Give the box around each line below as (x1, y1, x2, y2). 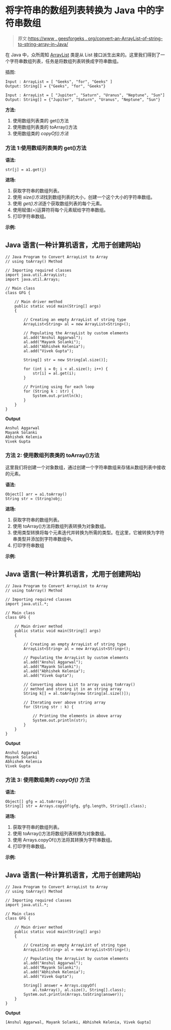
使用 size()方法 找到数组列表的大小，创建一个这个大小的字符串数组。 (12, 194, 155, 200)
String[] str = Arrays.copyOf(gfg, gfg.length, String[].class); (5, 804, 147, 809)
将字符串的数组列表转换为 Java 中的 (5, 5, 155, 16)
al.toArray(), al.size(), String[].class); (32, 988, 126, 993)
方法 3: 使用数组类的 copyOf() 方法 (5, 776, 91, 783)
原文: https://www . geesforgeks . (17, 35, 87, 41)
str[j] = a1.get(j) (5, 167, 47, 172)
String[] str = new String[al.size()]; (23, 358, 108, 363)
